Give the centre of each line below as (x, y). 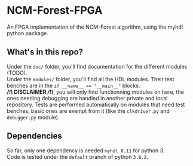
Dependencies (34, 136)
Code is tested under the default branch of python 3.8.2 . (78, 156)
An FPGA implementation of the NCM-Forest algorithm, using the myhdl (95, 27)
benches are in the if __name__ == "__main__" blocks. (73, 85)
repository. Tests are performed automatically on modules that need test (96, 104)
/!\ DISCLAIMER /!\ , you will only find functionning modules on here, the (95, 92)
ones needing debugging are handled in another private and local (87, 98)
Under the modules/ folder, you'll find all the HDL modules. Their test (91, 79)
